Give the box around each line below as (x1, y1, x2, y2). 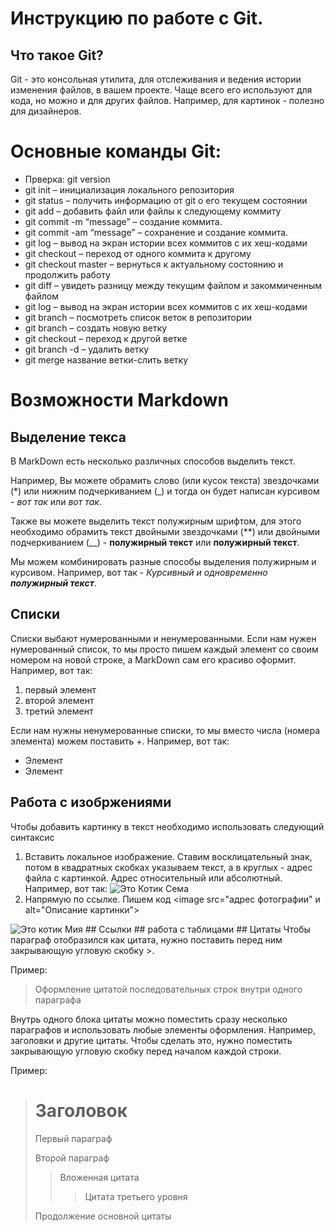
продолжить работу (24, 268, 111, 281)
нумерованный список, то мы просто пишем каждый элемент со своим (10, 643, 319, 655)
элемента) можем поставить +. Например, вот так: (10, 735, 230, 747)
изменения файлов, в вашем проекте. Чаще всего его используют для (10, 84, 313, 96)
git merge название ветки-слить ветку (24, 353, 189, 366)
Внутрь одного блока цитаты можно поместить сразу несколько (10, 1013, 288, 1025)
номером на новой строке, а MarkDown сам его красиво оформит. (10, 653, 297, 666)
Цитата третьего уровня (84, 1190, 188, 1202)
